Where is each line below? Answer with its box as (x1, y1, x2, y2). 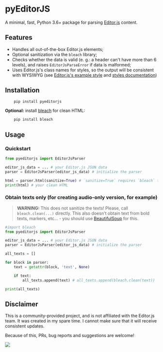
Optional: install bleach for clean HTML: (5, 108, 85, 113)
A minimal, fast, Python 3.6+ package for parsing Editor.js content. (5, 19, 138, 25)
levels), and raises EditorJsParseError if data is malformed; (12, 62, 131, 67)
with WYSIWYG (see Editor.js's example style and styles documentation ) (12, 72, 157, 78)
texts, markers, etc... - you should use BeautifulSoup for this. (16, 215, 139, 221)
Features (5, 33, 33, 42)
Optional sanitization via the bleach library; (12, 51, 97, 57)
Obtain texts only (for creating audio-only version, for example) (5, 194, 158, 201)
